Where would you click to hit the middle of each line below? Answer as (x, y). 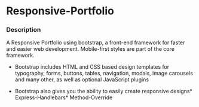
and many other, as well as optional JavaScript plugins (82, 80)
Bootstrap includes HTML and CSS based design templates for (92, 67)
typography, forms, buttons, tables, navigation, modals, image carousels (104, 74)
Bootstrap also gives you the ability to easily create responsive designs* (104, 91)
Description (24, 30)
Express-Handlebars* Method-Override (64, 97)
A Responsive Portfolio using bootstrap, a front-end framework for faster (96, 42)
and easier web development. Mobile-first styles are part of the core (91, 49)
